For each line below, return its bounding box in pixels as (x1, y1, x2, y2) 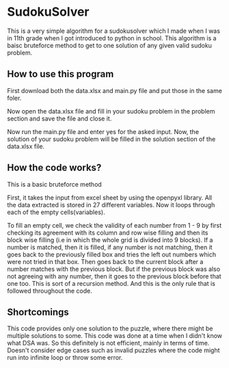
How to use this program (7, 68, 114, 80)
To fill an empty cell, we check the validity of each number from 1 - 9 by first (7, 221, 222, 229)
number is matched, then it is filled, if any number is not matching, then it (7, 243, 213, 251)
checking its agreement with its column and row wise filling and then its (7, 228, 208, 237)
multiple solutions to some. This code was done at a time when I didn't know (7, 332, 223, 340)
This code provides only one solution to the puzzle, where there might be (7, 324, 213, 332)
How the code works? (7, 162, 102, 174)
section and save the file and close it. (7, 114, 112, 122)
